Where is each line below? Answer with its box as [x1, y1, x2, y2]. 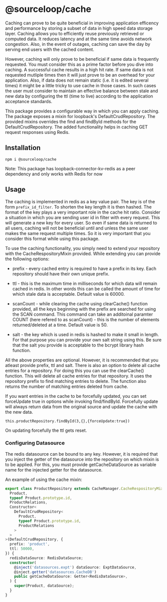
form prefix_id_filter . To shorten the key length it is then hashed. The [5, 204, 152, 210]
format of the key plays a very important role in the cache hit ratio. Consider [5, 209, 161, 215]
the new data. [5, 409, 33, 415]
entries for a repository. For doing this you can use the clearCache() [5, 367, 144, 373]
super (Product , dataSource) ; [14, 584, 75, 589]
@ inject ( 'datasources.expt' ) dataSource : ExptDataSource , [14, 565, 137, 570]
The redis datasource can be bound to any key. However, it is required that [5, 451, 158, 457]
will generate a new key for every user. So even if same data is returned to [5, 220, 158, 226]
